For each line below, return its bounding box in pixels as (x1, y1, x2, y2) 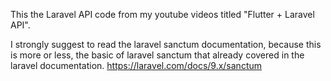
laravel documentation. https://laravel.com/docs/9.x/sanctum (10, 60, 263, 71)
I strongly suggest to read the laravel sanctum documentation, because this (10, 39, 322, 50)
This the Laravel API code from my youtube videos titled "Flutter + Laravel (10, 9, 315, 20)
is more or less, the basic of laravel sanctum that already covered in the (10, 49, 305, 61)
